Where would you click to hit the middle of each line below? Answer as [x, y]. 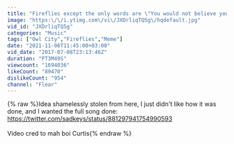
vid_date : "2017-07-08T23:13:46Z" [57, 53]
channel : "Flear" [32, 84]
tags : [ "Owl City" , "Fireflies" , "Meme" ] [65, 39]
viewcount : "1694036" [39, 65]
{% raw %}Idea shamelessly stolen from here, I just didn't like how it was [112, 104]
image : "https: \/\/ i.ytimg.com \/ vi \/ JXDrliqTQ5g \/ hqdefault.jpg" [104, 20]
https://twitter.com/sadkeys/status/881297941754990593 [90, 119]
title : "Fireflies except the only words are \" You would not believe [112, 13]
